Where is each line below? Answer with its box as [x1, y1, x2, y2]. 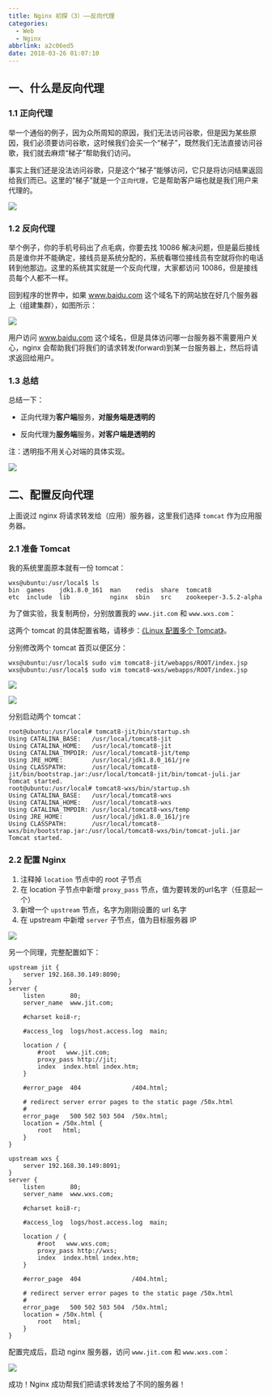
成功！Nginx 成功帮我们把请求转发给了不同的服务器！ [8, 1379, 186, 1389]
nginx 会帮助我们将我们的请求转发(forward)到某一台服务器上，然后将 [22, 342, 252, 352]
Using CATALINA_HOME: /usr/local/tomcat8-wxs [8, 799, 172, 807]
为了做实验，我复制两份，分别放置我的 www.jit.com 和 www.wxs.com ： [8, 609, 236, 618]
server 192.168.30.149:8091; [23, 1161, 121, 1170]
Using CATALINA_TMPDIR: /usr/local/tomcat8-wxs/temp [8, 806, 190, 814]
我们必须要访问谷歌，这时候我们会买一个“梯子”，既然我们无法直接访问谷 [22, 138, 263, 147]
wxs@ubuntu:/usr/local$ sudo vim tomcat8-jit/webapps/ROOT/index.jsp [8, 659, 249, 668]
